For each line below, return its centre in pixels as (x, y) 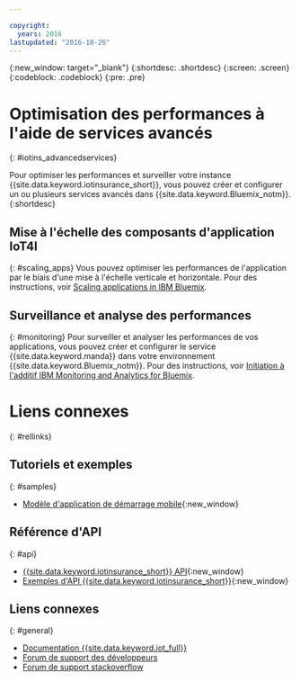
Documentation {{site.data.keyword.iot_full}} (104, 648)
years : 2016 (40, 34)
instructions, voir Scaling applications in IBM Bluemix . (108, 287)
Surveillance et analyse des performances (130, 315)
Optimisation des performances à (137, 114)
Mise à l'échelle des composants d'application (142, 232)
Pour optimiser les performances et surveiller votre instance (120, 175)
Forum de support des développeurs (90, 658)
